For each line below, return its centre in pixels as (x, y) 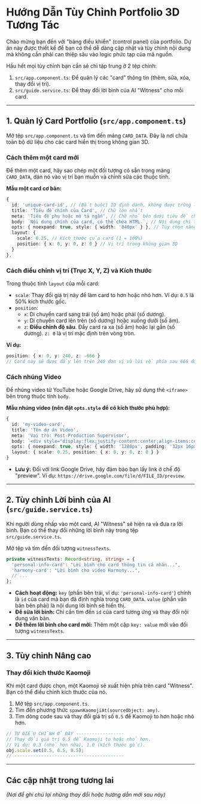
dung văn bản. (33, 618)
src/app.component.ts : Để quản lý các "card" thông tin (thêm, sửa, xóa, (103, 77)
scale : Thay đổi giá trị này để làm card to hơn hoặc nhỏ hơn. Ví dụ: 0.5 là (104, 295)
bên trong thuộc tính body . (38, 396)
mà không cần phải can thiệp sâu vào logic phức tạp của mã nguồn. (90, 54)
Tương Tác (33, 25)
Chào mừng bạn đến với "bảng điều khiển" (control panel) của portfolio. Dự (99, 41)
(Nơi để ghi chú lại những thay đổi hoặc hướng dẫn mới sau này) (86, 795)
